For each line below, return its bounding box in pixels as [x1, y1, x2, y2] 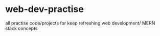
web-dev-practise [5, 3, 84, 15]
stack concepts [5, 25, 38, 31]
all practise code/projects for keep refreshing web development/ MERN [5, 20, 155, 26]
